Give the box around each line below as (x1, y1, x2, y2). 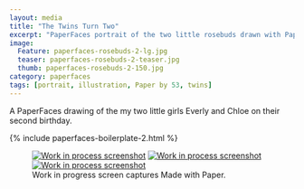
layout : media (9, 13, 63, 23)
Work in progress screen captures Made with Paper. (32, 169, 226, 180)
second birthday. (9, 115, 72, 126)
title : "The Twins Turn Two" (9, 22, 119, 31)
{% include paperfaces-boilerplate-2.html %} (9, 132, 178, 143)
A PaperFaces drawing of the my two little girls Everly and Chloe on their (9, 105, 280, 116)
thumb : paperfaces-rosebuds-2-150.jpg (17, 64, 165, 73)
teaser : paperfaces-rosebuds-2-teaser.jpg (17, 55, 180, 64)
